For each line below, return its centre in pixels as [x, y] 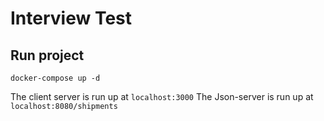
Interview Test [71, 18]
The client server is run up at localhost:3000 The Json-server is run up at [162, 96]
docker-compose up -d [55, 78]
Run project [47, 55]
